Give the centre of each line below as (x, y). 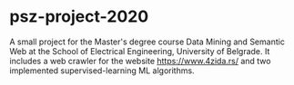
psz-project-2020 (79, 17)
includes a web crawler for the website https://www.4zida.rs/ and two (140, 61)
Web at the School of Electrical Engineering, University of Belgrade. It (140, 51)
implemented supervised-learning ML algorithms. (102, 71)
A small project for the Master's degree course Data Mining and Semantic (147, 42)
